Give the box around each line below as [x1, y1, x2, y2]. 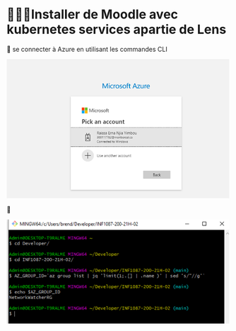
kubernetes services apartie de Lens [6, 21, 227, 38]
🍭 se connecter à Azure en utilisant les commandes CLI [6, 45, 167, 53]
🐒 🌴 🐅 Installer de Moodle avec [6, 6, 178, 23]
